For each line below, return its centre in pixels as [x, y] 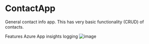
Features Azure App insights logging [42, 36]
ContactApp [30, 8]
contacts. [15, 27]
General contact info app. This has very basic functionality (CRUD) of [74, 22]
